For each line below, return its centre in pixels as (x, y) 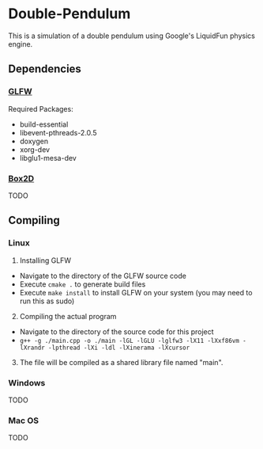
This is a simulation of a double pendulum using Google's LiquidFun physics (131, 36)
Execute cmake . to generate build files (83, 284)
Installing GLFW (45, 260)
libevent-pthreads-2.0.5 (58, 132)
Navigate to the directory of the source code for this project (117, 331)
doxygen (34, 141)
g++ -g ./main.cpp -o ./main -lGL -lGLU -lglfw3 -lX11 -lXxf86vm (129, 341)
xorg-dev (34, 149)
